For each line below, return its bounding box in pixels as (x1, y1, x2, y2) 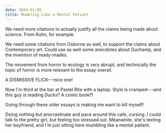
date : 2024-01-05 (5, 7, 42, 13)
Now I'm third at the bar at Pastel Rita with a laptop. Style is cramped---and (5, 86, 161, 92)
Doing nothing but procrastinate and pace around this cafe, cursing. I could (5, 111, 161, 117)
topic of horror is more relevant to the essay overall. (5, 66, 113, 73)
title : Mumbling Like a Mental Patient (5, 12, 89, 17)
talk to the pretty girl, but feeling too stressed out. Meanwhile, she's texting (5, 116, 161, 122)
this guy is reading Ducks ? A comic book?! (5, 92, 94, 98)
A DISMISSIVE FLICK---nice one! (5, 77, 73, 83)
